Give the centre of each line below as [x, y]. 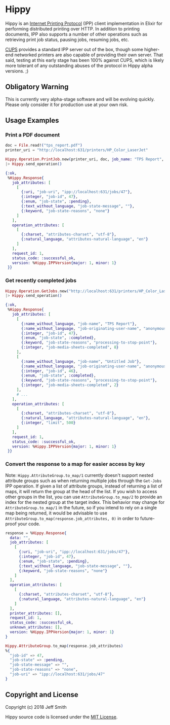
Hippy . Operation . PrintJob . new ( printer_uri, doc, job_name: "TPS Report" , [85, 159]
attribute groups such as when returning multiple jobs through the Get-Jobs [83, 480]
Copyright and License [42, 695]
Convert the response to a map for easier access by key [75, 464]
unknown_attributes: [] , [36, 628]
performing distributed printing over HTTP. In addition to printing [73, 28]
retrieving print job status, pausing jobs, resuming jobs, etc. [67, 40]
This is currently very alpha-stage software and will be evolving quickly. [80, 99]
